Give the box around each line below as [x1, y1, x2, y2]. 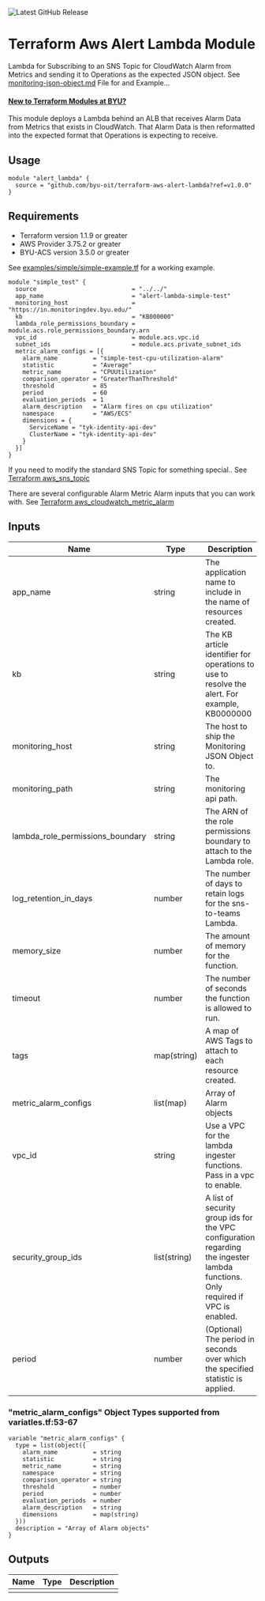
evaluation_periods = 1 [22, 395, 104, 403]
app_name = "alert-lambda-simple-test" [15, 292, 231, 300]
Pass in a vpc [204, 1169, 255, 1180]
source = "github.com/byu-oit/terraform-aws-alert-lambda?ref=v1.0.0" [15, 181, 252, 189]
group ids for [204, 1212, 253, 1223]
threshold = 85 [22, 382, 108, 390]
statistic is [204, 1373, 243, 1384]
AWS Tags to [204, 1035, 253, 1046]
